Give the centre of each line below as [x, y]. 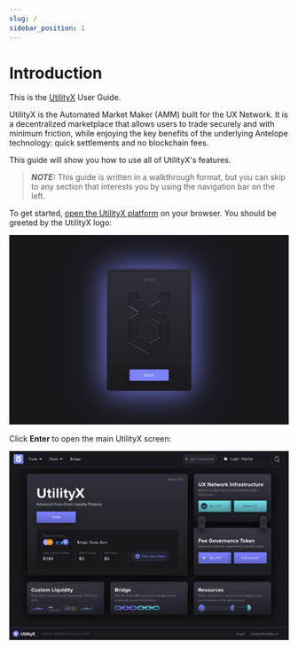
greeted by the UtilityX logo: [61, 223]
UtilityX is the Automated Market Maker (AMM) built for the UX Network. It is [149, 114]
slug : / [24, 19]
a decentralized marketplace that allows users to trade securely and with [142, 124]
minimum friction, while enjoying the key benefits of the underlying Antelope [149, 134]
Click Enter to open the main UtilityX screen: [90, 438]
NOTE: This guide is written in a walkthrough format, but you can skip [158, 177]
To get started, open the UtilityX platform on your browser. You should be [143, 214]
